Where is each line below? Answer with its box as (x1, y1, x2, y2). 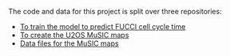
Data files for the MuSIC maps (19, 39, 119, 48)
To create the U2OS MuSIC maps (19, 31, 129, 39)
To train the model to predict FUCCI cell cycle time (19, 22, 186, 31)
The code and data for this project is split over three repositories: (8, 7, 222, 16)
